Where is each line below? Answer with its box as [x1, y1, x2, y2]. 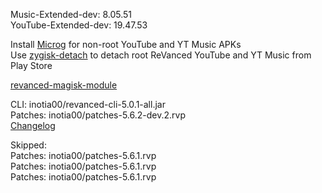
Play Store [10, 60, 53, 71]
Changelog [10, 120, 56, 131]
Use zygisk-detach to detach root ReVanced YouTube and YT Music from [10, 49, 312, 61]
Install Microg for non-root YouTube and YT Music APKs [10, 39, 242, 50]
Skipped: [10, 139, 47, 151]
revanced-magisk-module [10, 79, 118, 91]
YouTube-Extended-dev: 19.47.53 [10, 19, 148, 31]
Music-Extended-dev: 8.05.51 [10, 9, 133, 20]
